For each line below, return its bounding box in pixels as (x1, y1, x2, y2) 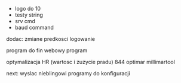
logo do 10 (14, 5, 41, 12)
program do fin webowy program (6, 47, 88, 54)
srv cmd (14, 18, 36, 24)
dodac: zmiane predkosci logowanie (6, 36, 96, 42)
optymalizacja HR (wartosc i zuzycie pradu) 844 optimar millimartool (6, 59, 175, 65)
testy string (14, 11, 44, 18)
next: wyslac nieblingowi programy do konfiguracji (6, 70, 130, 76)
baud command (14, 24, 54, 31)
